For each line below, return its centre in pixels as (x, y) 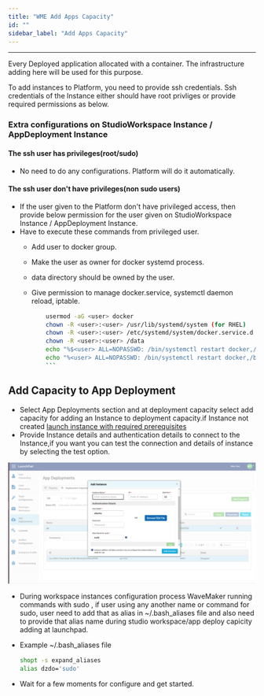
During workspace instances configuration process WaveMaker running (136, 596)
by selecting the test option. (64, 451)
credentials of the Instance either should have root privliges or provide (122, 96)
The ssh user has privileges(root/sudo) (73, 153)
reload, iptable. (55, 301)
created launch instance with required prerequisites (103, 426)
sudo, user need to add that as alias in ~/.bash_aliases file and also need (137, 613)
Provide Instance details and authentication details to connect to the (130, 435)
